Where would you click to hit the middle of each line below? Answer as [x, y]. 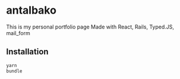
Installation [27, 52]
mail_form [18, 33]
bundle [14, 71]
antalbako [31, 10]
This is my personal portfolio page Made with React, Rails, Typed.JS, [90, 27]
